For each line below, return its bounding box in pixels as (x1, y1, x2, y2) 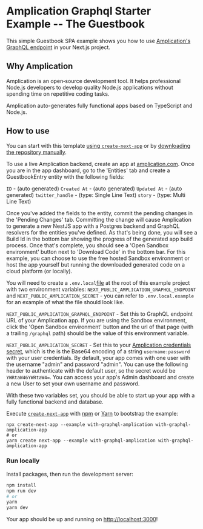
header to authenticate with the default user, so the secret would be (6, 367, 176, 374)
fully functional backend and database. (6, 398, 104, 405)
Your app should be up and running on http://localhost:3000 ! (6, 516, 158, 523)
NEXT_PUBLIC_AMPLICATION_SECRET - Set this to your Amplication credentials (6, 341, 191, 348)
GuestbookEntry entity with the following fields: (6, 173, 125, 180)
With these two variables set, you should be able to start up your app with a (6, 391, 195, 399)
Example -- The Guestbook (6, 17, 145, 31)
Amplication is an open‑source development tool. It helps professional (6, 77, 181, 84)
